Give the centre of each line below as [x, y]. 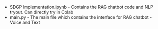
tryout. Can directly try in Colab [41, 12]
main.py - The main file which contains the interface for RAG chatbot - [81, 17]
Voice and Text [25, 22]
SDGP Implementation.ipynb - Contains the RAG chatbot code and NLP [81, 7]
